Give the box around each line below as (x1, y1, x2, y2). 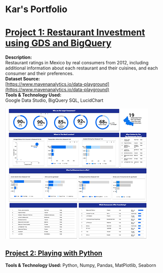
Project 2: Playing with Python (5, 249, 103, 257)
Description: (5, 54, 32, 60)
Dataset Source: (5, 76, 40, 82)
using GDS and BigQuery (5, 37, 111, 49)
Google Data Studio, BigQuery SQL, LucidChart (5, 97, 104, 103)
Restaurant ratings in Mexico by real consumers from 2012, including (5, 60, 149, 66)
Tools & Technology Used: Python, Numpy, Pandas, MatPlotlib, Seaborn (5, 262, 156, 268)
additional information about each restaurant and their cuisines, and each (5, 65, 158, 71)
